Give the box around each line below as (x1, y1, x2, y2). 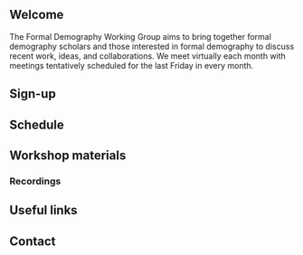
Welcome (9, 7, 64, 23)
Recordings (9, 175, 62, 187)
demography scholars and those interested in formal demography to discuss (9, 41, 295, 52)
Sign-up (9, 86, 56, 102)
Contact (9, 233, 56, 249)
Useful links (9, 203, 79, 218)
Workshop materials (9, 147, 127, 163)
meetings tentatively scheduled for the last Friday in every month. (9, 60, 254, 71)
